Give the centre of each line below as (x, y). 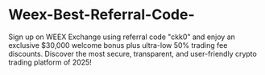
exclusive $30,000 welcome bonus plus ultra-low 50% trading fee (118, 45)
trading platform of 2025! (50, 62)
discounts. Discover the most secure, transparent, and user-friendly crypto (133, 53)
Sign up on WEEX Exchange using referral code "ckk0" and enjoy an (122, 37)
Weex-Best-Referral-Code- (101, 15)
